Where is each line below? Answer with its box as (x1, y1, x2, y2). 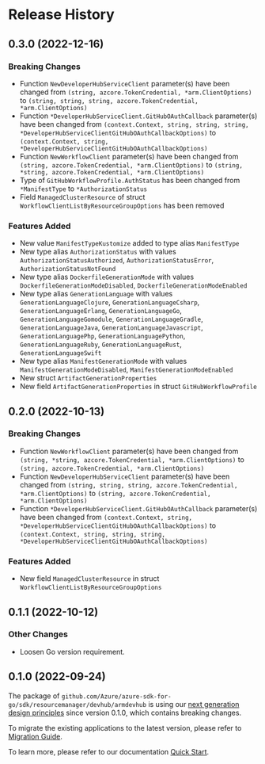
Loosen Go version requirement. (19, 647, 125, 656)
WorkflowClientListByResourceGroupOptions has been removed (19, 201, 225, 210)
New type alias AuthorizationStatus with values (19, 247, 176, 257)
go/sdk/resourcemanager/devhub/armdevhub (8, 701, 147, 709)
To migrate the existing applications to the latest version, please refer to (8, 723, 242, 732)
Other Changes (8, 628, 69, 640)
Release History (8, 6, 115, 24)
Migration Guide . (8, 732, 63, 741)
